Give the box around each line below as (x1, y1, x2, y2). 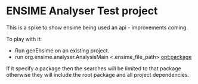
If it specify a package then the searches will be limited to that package (6, 64, 182, 72)
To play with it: (6, 35, 42, 42)
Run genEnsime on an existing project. (14, 46, 110, 54)
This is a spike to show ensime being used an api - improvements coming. (6, 24, 188, 31)
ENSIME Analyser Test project (6, 4, 158, 18)
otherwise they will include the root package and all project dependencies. (6, 71, 190, 78)
